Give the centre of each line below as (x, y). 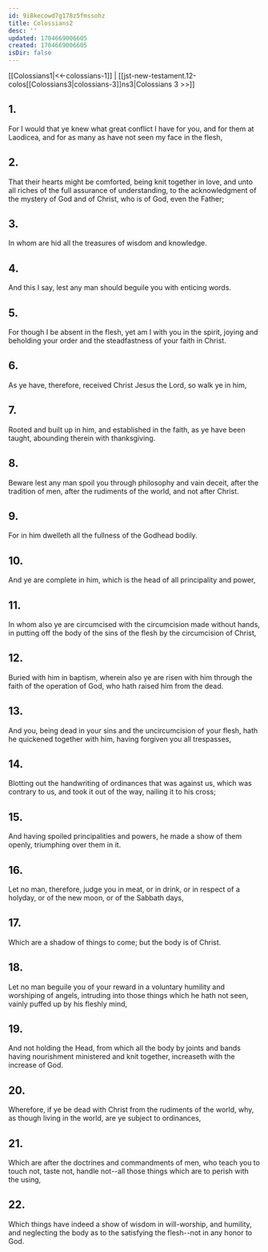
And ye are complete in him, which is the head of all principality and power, (132, 580)
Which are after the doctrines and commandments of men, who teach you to (134, 1163)
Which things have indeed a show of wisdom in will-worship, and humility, (130, 1224)
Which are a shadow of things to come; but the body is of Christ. (115, 942)
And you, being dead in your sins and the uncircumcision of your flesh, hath (133, 731)
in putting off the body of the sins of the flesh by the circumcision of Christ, (132, 633)
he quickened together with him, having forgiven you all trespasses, (120, 739)
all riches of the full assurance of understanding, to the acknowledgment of (132, 190)
